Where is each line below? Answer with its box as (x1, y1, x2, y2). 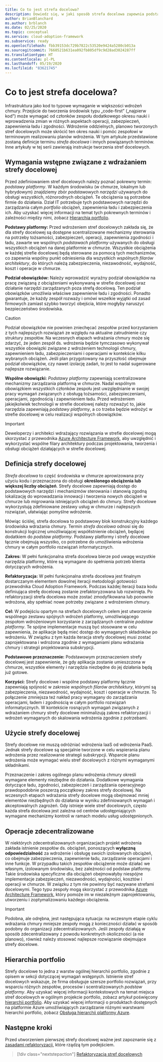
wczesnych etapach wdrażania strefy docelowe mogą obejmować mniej (5, 792, 149, 798)
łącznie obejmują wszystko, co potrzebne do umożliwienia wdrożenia (5, 539, 144, 544)
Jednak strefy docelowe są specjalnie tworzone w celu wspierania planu (5, 747, 150, 753)
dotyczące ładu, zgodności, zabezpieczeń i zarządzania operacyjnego (5, 782, 146, 788)
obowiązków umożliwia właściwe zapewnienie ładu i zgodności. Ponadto (5, 290, 151, 296)
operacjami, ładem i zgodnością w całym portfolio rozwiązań (5, 699, 126, 705)
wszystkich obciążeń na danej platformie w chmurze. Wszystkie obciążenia (5, 245, 156, 251)
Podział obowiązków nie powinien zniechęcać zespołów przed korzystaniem (5, 324, 158, 330)
